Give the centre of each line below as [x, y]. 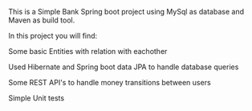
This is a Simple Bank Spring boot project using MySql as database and [126, 12]
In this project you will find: [53, 36]
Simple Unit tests [37, 98]
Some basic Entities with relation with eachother [88, 51]
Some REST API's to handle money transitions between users [110, 82]
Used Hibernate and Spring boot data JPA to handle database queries [124, 67]
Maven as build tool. [42, 20]
